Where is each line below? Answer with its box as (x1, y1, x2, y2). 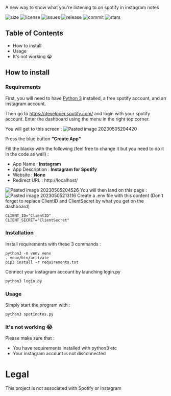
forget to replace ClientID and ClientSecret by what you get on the (5, 197, 144, 204)
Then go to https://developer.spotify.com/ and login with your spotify (5, 110, 151, 116)
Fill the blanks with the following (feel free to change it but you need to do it (5, 145, 164, 152)
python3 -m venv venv (5, 251, 52, 256)
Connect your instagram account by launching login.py (5, 268, 121, 275)
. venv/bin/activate (5, 255, 50, 260)
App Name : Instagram (12, 161, 61, 167)
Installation (5, 229, 34, 236)
